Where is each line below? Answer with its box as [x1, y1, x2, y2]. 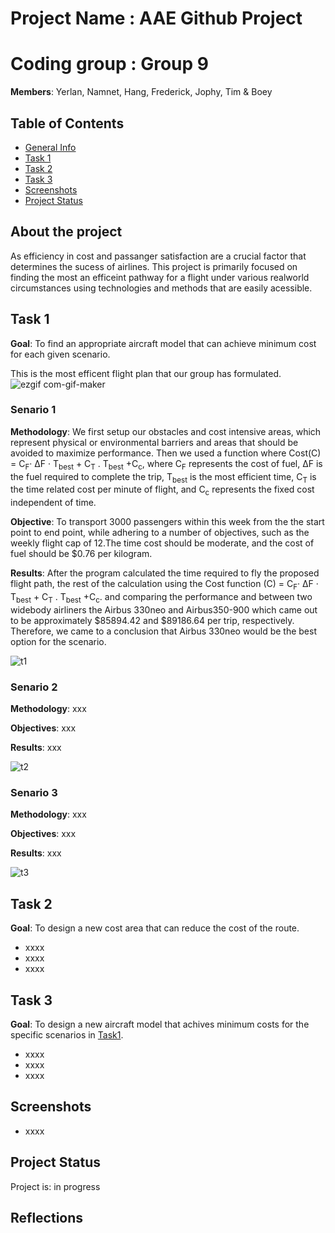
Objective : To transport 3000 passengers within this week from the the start [10, 516, 325, 528]
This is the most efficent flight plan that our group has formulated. [10, 367, 282, 379]
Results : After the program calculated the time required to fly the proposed [10, 567, 320, 579]
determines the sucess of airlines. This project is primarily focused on [10, 260, 298, 272]
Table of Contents [10, 115, 125, 132]
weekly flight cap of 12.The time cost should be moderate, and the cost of [10, 537, 315, 549]
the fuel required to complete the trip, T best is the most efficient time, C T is [10, 470, 317, 485]
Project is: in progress [10, 1180, 101, 1192]
